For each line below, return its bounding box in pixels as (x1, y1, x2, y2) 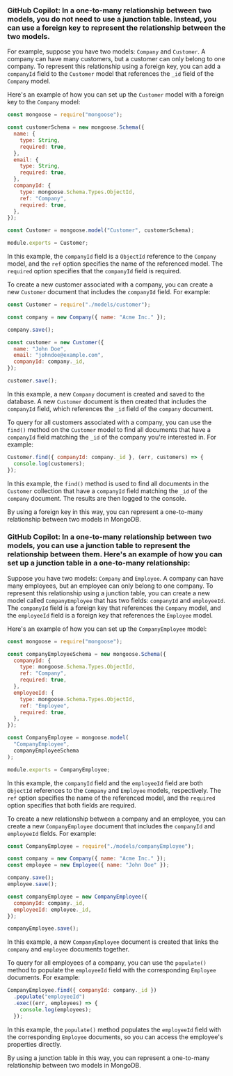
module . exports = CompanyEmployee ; (7, 766, 111, 773)
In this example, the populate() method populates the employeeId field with (7, 1025, 221, 1034)
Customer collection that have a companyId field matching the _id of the (7, 486, 208, 495)
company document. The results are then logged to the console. (7, 494, 186, 502)
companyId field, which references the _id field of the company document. (7, 404, 214, 412)
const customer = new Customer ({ (7, 339, 104, 346)
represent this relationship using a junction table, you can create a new (7, 588, 210, 597)
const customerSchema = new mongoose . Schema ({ (7, 124, 145, 131)
